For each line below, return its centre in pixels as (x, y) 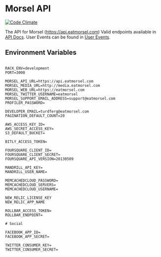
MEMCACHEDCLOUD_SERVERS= (31, 185)
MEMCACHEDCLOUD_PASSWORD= (32, 181)
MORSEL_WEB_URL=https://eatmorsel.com (45, 90)
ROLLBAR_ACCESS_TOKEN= (28, 211)
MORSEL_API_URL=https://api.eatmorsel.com (49, 81)
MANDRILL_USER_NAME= (26, 172)
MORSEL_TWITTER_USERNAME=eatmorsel (42, 94)
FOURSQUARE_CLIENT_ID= (28, 150)
